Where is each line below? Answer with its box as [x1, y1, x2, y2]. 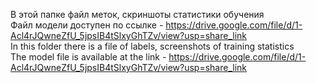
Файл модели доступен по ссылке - [10, 19, 164, 31]
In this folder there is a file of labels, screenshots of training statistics [10, 40, 295, 52]
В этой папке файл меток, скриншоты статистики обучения [10, 9, 265, 20]
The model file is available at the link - [10, 51, 167, 63]
